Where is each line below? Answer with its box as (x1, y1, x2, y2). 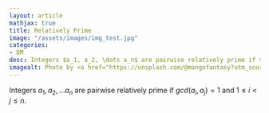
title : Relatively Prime (9, 26, 92, 34)
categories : (9, 41, 49, 49)
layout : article (9, 11, 63, 20)
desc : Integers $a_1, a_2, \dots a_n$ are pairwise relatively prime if (9, 56, 256, 64)
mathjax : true (9, 19, 57, 27)
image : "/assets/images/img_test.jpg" (9, 33, 138, 42)
